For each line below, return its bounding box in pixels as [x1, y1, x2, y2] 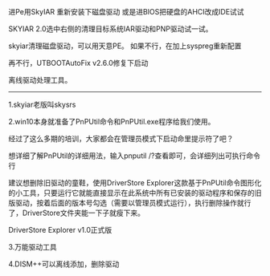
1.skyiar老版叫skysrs [8, 99, 76, 109]
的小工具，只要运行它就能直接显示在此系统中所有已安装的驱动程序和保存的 [8, 188, 255, 197]
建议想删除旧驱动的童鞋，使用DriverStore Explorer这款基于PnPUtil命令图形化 [8, 178, 262, 187]
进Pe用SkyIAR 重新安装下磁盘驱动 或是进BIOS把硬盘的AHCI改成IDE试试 [8, 7, 244, 16]
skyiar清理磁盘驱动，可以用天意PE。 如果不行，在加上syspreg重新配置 [8, 41, 242, 51]
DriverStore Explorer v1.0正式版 [8, 225, 112, 234]
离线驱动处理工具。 [8, 75, 72, 84]
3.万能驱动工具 [8, 242, 58, 251]
